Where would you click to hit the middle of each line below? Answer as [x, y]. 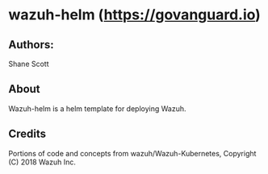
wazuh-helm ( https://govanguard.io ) [134, 15]
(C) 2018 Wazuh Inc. [42, 162]
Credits [27, 134]
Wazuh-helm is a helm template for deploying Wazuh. [98, 108]
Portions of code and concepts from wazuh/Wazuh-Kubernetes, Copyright [132, 153]
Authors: [31, 45]
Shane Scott [29, 64]
